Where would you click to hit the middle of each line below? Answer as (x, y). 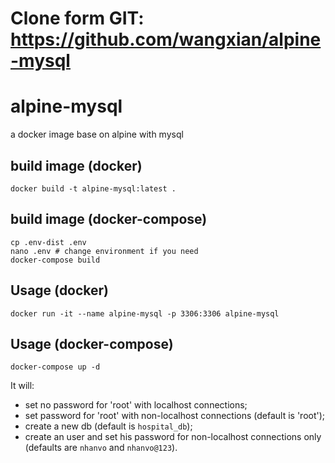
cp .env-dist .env (48, 242)
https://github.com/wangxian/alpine (166, 39)
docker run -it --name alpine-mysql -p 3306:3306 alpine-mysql (145, 313)
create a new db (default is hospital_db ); (108, 426)
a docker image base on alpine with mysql (97, 134)
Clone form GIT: (77, 18)
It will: (22, 386)
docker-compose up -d (55, 367)
